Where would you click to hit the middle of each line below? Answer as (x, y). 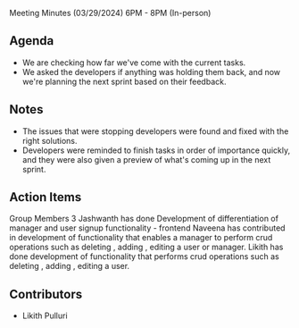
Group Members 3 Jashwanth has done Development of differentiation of (144, 219)
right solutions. (50, 140)
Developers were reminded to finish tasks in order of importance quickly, (156, 150)
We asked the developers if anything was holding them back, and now (151, 71)
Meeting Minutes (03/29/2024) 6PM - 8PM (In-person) (110, 13)
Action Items (46, 197)
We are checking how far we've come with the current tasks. (134, 63)
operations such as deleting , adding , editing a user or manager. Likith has (146, 247)
